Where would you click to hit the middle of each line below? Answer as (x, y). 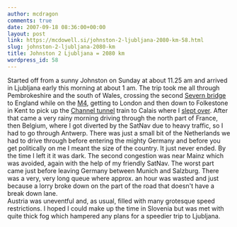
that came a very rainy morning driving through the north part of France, (112, 118)
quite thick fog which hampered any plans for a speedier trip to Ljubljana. (114, 216)
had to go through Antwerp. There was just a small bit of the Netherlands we (119, 133)
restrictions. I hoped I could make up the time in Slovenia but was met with (116, 208)
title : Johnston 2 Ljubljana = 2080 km (66, 54)
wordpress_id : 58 (33, 60)
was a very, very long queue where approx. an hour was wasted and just (113, 178)
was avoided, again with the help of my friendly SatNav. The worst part (111, 163)
